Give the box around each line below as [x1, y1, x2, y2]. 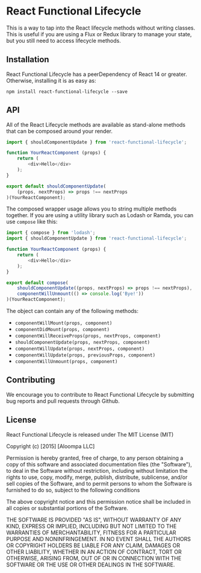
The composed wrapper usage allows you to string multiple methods [6, 205, 177, 212]
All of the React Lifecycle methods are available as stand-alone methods [6, 121, 186, 128]
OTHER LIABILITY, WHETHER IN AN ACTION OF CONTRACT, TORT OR [6, 548, 182, 556]
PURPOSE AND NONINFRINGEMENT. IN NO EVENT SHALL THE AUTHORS [6, 535, 191, 542]
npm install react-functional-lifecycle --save [6, 89, 128, 95]
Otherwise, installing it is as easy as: [6, 77, 96, 84]
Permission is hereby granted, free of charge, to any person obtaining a [6, 454, 184, 461]
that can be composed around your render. [6, 127, 113, 135]
